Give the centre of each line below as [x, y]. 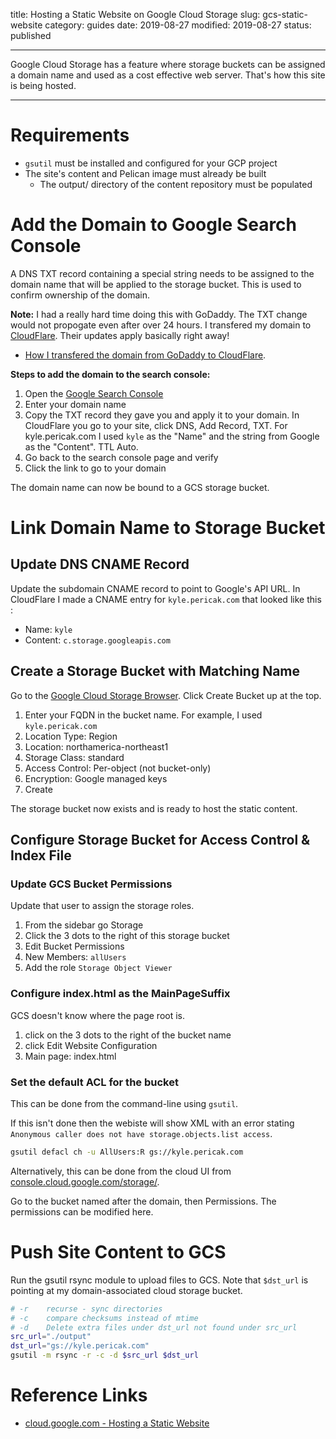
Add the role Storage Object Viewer [98, 968]
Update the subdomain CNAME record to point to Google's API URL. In [155, 588]
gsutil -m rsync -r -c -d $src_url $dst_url [104, 1355]
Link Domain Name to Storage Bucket [168, 528]
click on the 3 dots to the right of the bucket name [128, 1035]
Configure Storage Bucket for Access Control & [160, 840]
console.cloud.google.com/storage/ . [85, 1181]
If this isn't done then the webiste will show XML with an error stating [152, 1123]
